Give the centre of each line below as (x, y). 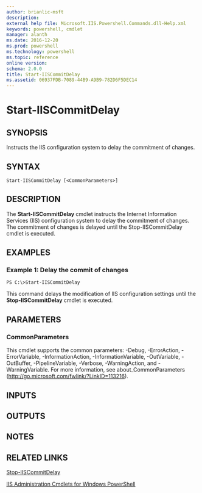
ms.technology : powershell (40, 52)
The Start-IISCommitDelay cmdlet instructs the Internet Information (92, 214)
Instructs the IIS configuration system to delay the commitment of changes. (101, 148)
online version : (27, 63)
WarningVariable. (28, 370)
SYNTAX (23, 166)
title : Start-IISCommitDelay (43, 74)
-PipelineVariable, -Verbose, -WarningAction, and (95, 363)
